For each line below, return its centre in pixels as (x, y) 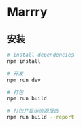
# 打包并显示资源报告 (33, 111)
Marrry (27, 12)
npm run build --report (41, 117)
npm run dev (24, 80)
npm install (24, 61)
